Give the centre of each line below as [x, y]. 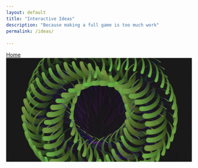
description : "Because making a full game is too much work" [83, 25]
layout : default [26, 12]
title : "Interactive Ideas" [41, 19]
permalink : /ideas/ [30, 31]
